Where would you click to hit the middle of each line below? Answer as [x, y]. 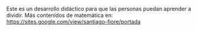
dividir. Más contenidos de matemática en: [60, 15]
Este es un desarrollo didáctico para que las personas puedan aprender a [99, 9]
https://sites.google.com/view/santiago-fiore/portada [73, 22]
